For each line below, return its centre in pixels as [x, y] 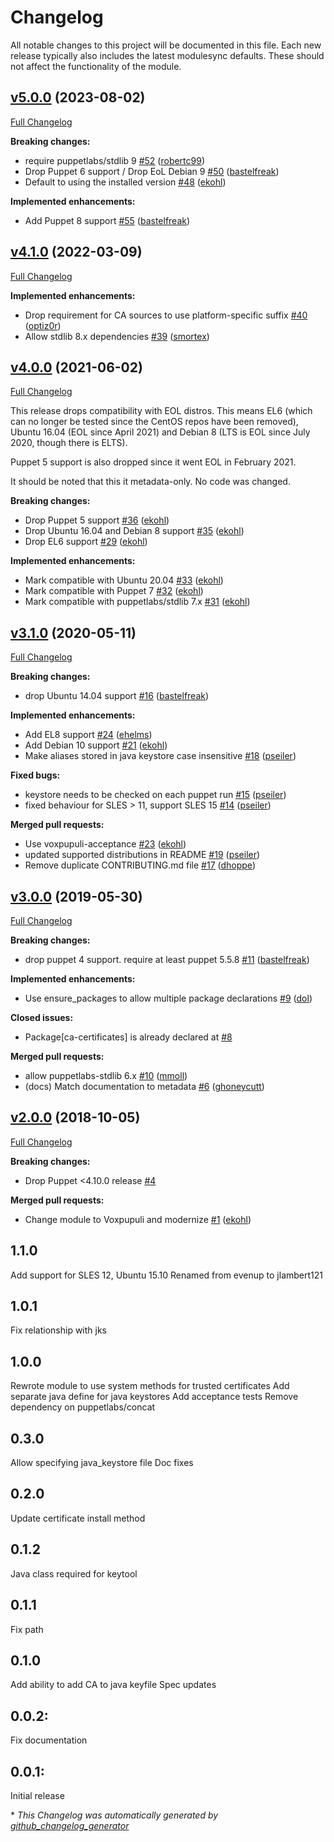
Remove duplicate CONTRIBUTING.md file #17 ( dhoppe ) [140, 865]
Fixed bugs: [35, 775]
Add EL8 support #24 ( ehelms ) [88, 735]
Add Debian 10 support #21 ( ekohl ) [96, 745]
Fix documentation [49, 1740]
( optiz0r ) [43, 325]
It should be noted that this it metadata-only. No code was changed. [150, 482]
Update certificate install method [78, 1518]
